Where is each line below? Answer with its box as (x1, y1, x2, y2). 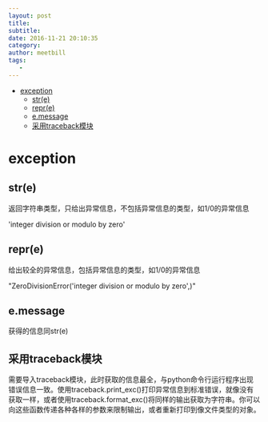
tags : (8, 57, 26, 65)
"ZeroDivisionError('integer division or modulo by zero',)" (8, 281, 196, 291)
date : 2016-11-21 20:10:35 (8, 34, 98, 42)
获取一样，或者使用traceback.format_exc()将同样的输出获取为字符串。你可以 (8, 395, 261, 404)
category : (8, 42, 42, 50)
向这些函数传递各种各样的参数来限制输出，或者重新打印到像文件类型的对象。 (8, 405, 261, 415)
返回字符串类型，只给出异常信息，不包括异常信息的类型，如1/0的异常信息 (8, 203, 250, 213)
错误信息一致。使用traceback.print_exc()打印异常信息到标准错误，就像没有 (8, 385, 254, 395)
